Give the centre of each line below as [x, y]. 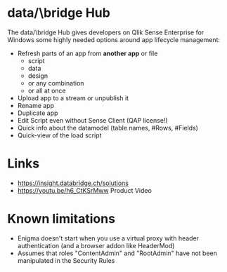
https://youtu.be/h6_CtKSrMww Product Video [85, 190]
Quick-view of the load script [59, 135]
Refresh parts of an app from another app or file [87, 53]
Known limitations [61, 219]
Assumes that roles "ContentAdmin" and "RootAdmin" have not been [117, 253]
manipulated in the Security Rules [66, 260]
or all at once [47, 90]
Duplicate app [38, 113]
